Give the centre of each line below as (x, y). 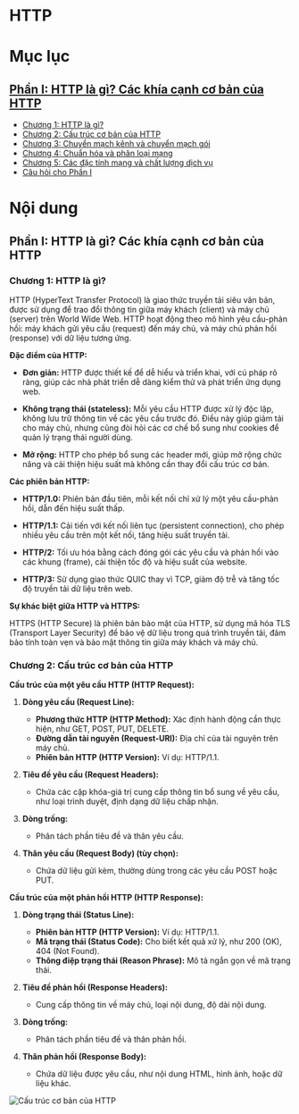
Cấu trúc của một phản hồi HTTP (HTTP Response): (106, 898)
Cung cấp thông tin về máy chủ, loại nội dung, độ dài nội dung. (151, 1005)
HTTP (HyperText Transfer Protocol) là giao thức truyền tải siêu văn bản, (142, 300)
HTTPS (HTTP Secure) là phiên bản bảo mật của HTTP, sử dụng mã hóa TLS (150, 624)
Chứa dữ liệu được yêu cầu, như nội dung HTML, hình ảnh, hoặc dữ (159, 1074)
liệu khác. (53, 1084)
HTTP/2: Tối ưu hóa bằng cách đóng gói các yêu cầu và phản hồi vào (150, 553)
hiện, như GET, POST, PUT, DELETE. (102, 729)
